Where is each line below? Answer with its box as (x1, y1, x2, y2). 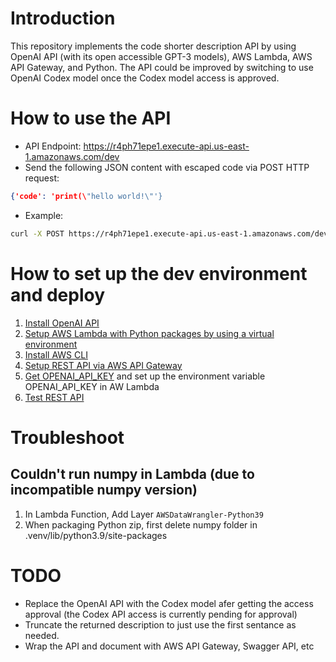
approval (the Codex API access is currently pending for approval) (24, 608, 298, 620)
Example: (24, 209, 64, 221)
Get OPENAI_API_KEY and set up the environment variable (24, 370, 266, 382)
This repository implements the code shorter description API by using (10, 40, 297, 52)
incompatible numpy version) (10, 482, 198, 499)
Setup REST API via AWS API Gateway (24, 359, 183, 371)
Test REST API (24, 391, 85, 403)
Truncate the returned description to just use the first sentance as (24, 618, 297, 631)
